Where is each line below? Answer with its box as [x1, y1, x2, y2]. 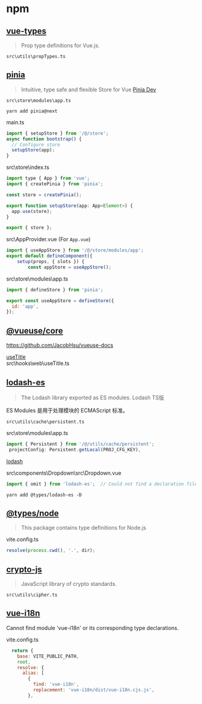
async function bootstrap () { [6, 136, 82, 142]
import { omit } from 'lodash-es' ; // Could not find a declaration [6, 481, 185, 487]
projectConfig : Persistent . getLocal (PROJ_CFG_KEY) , [8, 446, 141, 452]
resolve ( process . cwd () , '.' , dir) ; [6, 548, 96, 554]
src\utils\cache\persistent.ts [6, 419, 85, 425]
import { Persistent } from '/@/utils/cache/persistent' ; [6, 441, 155, 447]
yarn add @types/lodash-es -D [6, 492, 82, 498]
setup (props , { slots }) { [17, 259, 85, 265]
